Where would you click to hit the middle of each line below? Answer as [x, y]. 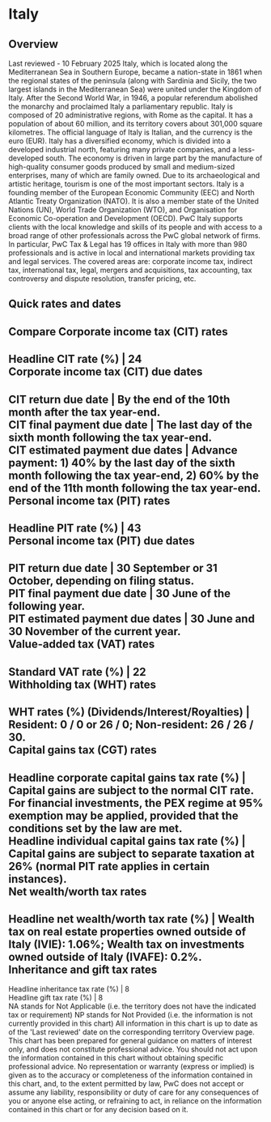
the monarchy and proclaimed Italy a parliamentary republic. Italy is [121, 107]
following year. [47, 606]
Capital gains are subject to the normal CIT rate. [131, 790]
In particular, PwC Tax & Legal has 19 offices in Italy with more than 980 [128, 244]
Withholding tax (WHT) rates [82, 684]
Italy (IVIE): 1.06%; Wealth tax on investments [127, 944]
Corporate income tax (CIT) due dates [106, 372]
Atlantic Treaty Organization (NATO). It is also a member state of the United [133, 201]
